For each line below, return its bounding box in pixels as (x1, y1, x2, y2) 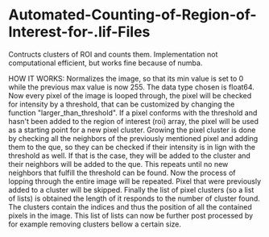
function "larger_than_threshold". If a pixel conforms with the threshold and (8, 107, 258, 118)
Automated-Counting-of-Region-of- (8, 6, 257, 24)
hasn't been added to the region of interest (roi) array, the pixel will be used (8, 116, 259, 126)
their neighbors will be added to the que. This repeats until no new (8, 159, 229, 168)
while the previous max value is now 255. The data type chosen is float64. (8, 82, 255, 92)
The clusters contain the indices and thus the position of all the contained (8, 202, 252, 211)
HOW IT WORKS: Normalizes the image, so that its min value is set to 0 (8, 73, 244, 83)
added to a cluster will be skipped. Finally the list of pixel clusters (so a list (8, 185, 255, 194)
